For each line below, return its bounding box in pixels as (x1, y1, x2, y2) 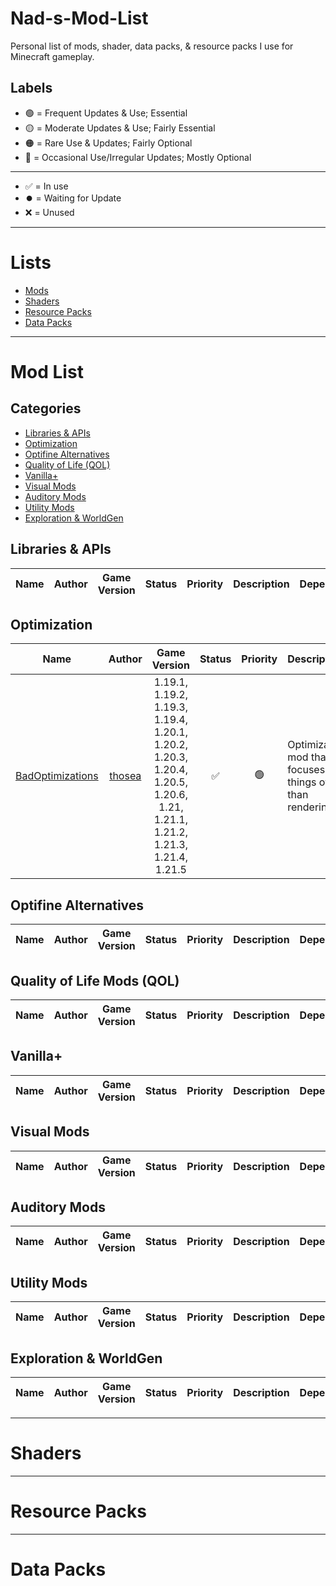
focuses (287, 763, 326, 777)
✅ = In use (24, 180, 69, 192)
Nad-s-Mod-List (10, 7, 149, 30)
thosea (109, 769, 142, 783)
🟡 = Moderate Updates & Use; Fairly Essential (24, 122, 216, 134)
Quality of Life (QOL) (24, 458, 111, 471)
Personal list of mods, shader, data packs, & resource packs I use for (10, 40, 294, 52)
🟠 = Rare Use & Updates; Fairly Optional (24, 137, 193, 149)
